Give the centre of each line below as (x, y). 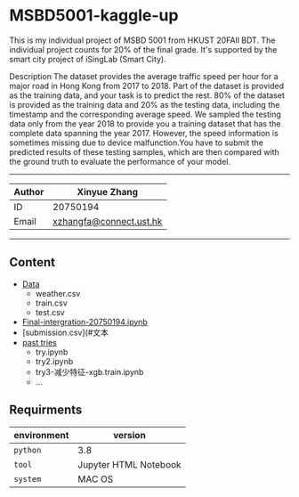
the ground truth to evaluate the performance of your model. (120, 161)
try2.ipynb (54, 361)
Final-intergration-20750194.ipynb (85, 322)
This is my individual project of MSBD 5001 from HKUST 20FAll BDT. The (142, 40)
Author (29, 191)
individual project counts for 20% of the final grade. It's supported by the (143, 49)
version (129, 435)
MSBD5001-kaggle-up (94, 16)
